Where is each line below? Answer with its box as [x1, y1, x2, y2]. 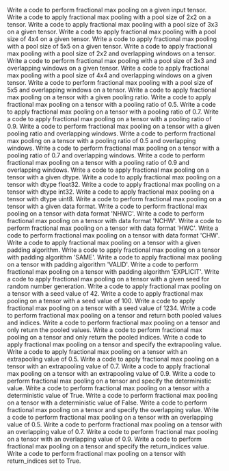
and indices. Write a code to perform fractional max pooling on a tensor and [7, 318, 221, 327]
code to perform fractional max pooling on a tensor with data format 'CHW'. [7, 231, 220, 239]
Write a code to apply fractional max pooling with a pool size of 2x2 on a [7, 13, 211, 21]
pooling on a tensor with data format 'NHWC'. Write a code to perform [7, 209, 204, 218]
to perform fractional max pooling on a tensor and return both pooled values [7, 311, 222, 319]
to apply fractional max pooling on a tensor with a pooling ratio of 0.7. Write [7, 107, 219, 116]
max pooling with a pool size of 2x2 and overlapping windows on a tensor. [7, 49, 217, 58]
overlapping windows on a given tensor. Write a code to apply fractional [7, 64, 210, 72]
